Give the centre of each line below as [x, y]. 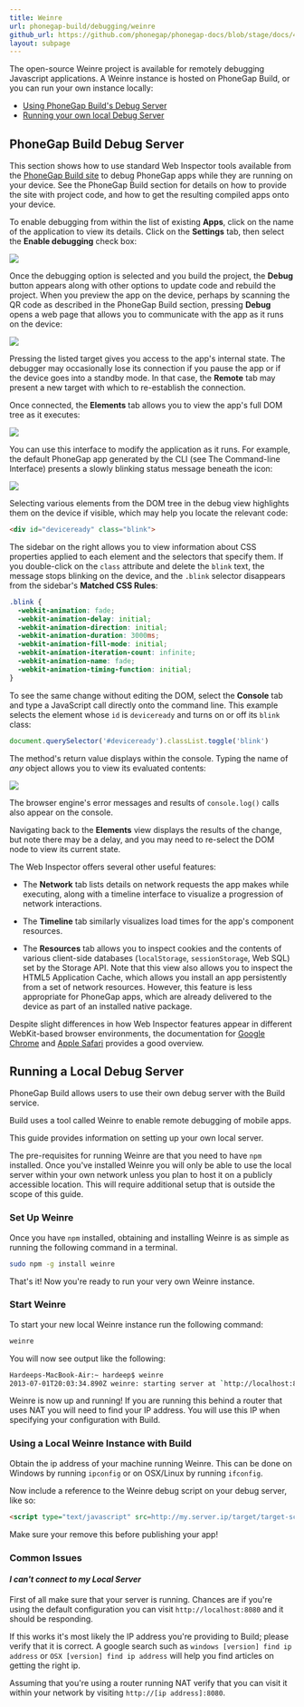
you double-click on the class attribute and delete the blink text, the [137, 566]
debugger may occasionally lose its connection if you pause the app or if [145, 368]
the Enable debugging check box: [73, 241]
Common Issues [46, 1557]
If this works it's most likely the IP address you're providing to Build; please [149, 1636]
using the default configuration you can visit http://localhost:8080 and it [147, 1609]
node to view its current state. [65, 849]
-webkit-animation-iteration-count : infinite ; [107, 653]
